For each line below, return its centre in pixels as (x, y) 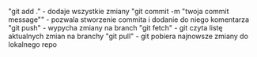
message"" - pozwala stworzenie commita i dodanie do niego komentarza (129, 20)
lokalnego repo (33, 45)
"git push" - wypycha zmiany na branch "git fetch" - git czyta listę (115, 28)
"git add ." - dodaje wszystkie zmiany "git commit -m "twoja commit (119, 11)
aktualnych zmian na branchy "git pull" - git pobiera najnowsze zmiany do (128, 36)
